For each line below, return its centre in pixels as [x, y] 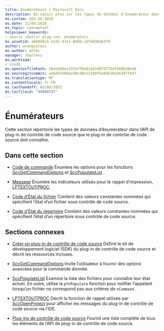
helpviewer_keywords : [27, 32]
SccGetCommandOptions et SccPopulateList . [58, 173]
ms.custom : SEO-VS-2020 [29, 19]
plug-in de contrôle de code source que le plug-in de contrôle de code [76, 135]
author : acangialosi [26, 46]
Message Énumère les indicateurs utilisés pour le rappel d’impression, [82, 182]
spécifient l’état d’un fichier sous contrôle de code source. [71, 202]
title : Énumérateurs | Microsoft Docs [44, 10]
